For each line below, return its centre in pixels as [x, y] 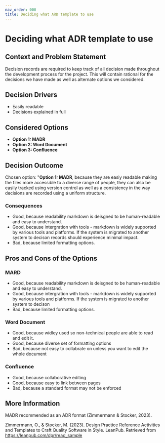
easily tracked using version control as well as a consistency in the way [78, 188]
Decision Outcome [34, 165]
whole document [29, 354]
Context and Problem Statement [56, 57]
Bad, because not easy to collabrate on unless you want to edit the [80, 349]
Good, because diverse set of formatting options [62, 343]
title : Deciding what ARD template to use [49, 14]
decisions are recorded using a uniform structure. [56, 193]
